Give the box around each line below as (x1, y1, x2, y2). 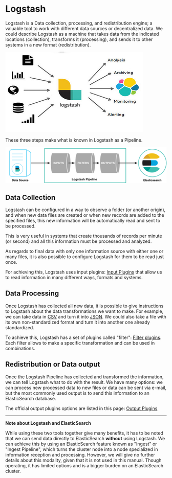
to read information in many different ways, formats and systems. (5, 274, 143, 280)
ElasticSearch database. (5, 395, 56, 401)
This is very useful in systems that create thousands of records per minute (5, 233, 162, 239)
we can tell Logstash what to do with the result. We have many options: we (5, 379, 163, 385)
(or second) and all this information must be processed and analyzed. (5, 238, 152, 244)
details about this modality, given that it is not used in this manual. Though (5, 457, 162, 463)
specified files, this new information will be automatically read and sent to (5, 217, 160, 223)
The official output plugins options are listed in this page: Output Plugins (5, 405, 158, 412)
